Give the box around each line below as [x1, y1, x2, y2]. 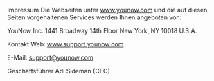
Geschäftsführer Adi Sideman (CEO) [7, 67, 111, 75]
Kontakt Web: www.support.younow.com [7, 40, 124, 48]
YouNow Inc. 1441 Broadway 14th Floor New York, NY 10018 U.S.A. [7, 27, 197, 35]
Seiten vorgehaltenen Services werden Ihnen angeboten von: [7, 13, 182, 21]
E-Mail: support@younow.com [7, 53, 93, 62]
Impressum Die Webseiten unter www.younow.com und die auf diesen [7, 6, 208, 14]
